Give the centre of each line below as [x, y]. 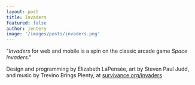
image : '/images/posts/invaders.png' [53, 34]
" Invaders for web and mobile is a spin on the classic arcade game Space [97, 51]
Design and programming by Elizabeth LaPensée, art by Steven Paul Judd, [98, 69]
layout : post [22, 12]
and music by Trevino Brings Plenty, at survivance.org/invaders [84, 75]
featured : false [26, 23]
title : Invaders [26, 17]
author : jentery [26, 28]
